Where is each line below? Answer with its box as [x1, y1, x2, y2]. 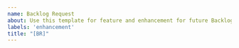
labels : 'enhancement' [7, 23, 75, 30]
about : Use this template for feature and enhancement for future [7, 17, 208, 24]
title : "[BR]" [7, 30, 50, 37]
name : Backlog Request [7, 10, 75, 18]
